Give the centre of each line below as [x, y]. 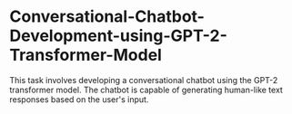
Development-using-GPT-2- [118, 36]
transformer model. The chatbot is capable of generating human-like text [146, 90]
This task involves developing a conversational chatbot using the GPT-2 [144, 80]
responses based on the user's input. [79, 99]
